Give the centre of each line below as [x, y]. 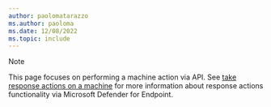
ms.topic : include [39, 39]
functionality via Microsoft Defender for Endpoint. [91, 95]
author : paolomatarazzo [49, 16]
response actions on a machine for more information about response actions [136, 86]
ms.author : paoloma [41, 24]
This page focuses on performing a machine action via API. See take [123, 77]
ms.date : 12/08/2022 [43, 31]
